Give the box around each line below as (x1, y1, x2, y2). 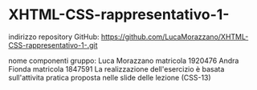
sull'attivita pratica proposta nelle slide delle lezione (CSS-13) (8, 72, 211, 82)
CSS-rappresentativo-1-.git (8, 40, 98, 49)
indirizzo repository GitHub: (8, 32, 100, 41)
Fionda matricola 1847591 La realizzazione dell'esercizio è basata (8, 64, 225, 73)
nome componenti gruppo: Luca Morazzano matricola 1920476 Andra (8, 56, 239, 65)
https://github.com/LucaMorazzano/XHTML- (100, 32, 249, 41)
